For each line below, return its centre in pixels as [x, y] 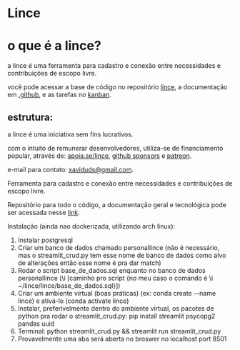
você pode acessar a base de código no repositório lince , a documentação [117, 87]
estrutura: [30, 117]
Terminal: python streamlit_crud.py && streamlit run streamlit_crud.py [119, 331]
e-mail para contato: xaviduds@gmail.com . [71, 169]
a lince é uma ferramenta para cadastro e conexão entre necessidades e [114, 66]
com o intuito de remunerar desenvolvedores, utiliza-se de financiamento [115, 148]
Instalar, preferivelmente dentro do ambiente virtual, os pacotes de [116, 308]
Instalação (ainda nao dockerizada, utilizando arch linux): [91, 226]
